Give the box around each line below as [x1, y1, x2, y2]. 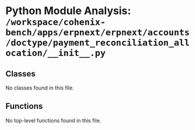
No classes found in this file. [5, 84, 74, 91]
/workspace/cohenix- [5, 16, 106, 28]
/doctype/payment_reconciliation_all [5, 37, 190, 48]
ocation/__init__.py [5, 48, 106, 59]
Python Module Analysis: [5, 4, 132, 18]
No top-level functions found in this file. [5, 116, 102, 124]
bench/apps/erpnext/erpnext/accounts [5, 27, 190, 38]
